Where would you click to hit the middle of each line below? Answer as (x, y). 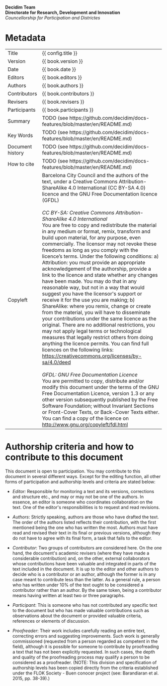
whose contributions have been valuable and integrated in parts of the (84, 563)
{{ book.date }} (59, 69)
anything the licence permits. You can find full (95, 343)
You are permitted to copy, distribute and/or (93, 381)
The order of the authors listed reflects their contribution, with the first (84, 522)
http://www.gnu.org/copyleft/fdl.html (85, 424)
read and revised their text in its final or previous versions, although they (86, 532)
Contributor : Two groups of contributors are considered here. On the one (87, 547)
